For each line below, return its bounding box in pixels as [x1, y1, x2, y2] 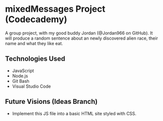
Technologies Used [5, 55, 65, 63]
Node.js [12, 73, 28, 79]
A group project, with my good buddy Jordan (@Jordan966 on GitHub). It [5, 30, 153, 36]
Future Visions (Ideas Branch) [5, 97, 98, 106]
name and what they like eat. [5, 40, 63, 46]
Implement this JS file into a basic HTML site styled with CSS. [12, 110, 137, 116]
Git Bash [12, 78, 29, 84]
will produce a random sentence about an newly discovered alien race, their [5, 35, 158, 41]
